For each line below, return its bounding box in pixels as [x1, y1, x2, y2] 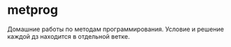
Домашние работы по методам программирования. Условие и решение [7, 25, 224, 33]
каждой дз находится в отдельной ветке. [7, 32, 130, 40]
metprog [7, 2, 58, 18]
